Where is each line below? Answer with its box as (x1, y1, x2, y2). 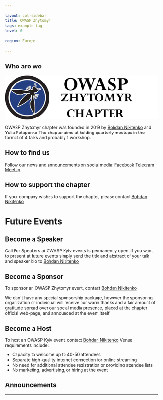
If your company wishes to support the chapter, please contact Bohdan (5, 194, 147, 200)
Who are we (5, 62, 42, 70)
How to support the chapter (5, 181, 90, 189)
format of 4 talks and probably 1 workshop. (5, 134, 91, 140)
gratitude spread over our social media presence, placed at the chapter (5, 305, 147, 311)
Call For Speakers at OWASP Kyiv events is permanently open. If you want (5, 248, 153, 254)
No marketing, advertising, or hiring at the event (12, 367, 108, 373)
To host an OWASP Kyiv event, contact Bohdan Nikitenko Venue (5, 337, 133, 343)
